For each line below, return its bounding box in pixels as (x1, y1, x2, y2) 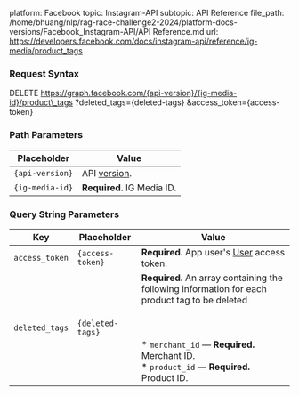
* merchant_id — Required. (141, 338, 255, 351)
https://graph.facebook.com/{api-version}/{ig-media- (40, 88, 238, 99)
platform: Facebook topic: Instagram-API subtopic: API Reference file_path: (9, 8, 285, 18)
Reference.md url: (152, 27, 219, 36)
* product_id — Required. (141, 360, 251, 373)
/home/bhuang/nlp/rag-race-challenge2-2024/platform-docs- (9, 17, 238, 28)
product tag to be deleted (141, 294, 247, 306)
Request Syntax (9, 67, 80, 79)
